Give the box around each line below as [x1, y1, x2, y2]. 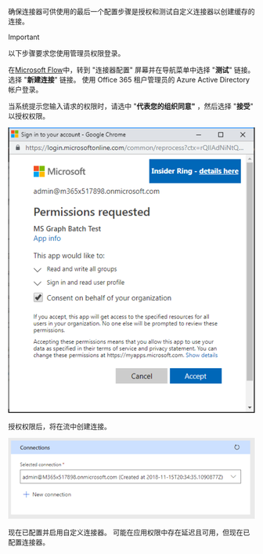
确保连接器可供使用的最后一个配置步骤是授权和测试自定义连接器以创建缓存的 [8, 7, 255, 16]
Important [8, 32, 40, 42]
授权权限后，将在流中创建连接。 [8, 422, 111, 432]
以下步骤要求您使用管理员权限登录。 [8, 49, 125, 57]
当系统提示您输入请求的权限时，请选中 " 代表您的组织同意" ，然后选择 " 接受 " [8, 101, 254, 111]
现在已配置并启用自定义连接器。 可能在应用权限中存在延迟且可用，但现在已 [8, 528, 250, 538]
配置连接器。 [8, 538, 49, 547]
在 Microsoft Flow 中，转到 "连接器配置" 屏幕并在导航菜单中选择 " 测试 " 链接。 [8, 65, 255, 75]
